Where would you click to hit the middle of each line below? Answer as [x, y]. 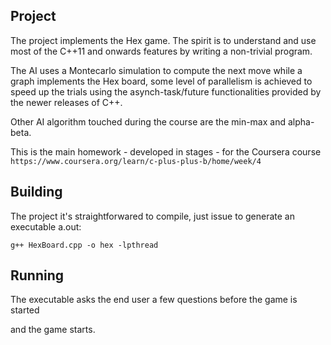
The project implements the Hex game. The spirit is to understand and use [163, 40]
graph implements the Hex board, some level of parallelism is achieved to [161, 81]
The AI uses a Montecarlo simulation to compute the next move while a [156, 70]
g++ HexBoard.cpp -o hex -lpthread [84, 245]
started [25, 310]
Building [36, 192]
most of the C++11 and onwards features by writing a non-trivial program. [161, 51]
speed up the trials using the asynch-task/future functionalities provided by [166, 91]
